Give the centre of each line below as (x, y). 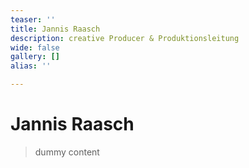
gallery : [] (35, 57)
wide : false (35, 47)
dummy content (67, 152)
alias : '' (31, 66)
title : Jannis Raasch (55, 29)
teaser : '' (33, 19)
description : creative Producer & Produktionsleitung (125, 38)
